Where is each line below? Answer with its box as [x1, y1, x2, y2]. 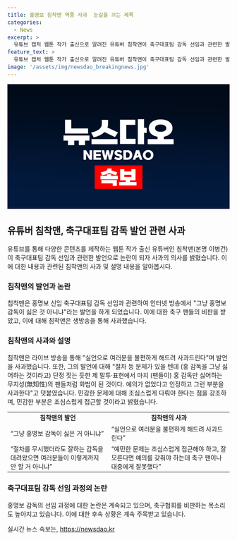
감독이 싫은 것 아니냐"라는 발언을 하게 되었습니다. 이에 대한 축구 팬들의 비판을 [7, 307, 219, 317]
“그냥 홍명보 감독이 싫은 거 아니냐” [10, 429, 104, 437]
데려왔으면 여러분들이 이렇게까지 [10, 453, 99, 462]
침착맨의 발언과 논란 [7, 281, 71, 291]
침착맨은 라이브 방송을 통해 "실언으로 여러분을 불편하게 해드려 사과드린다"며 [7, 353, 215, 362]
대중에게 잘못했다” [111, 462, 162, 470]
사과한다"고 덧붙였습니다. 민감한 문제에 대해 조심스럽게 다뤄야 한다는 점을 [7, 388, 208, 397]
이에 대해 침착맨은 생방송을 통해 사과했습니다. [22, 317, 147, 325]
